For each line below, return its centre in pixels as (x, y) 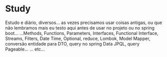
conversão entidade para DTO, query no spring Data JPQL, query (72, 43)
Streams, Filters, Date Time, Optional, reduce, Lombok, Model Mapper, (78, 38)
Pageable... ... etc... (25, 49)
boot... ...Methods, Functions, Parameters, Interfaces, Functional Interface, (82, 33)
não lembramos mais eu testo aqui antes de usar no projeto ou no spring (80, 27)
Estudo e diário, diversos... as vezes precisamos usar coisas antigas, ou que (84, 22)
